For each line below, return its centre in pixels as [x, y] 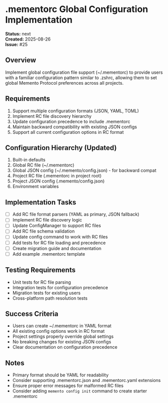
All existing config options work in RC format [58, 331]
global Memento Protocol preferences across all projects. [64, 83]
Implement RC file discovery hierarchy [52, 116]
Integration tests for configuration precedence [60, 287]
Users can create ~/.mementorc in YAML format [62, 326]
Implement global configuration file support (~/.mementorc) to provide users [84, 72]
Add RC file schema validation [44, 231]
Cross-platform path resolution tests [50, 298]
